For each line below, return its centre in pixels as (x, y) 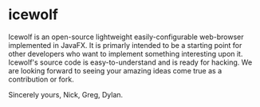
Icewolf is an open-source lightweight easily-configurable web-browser (126, 37)
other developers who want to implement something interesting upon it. (126, 53)
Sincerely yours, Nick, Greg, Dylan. (66, 94)
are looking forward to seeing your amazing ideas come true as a (115, 70)
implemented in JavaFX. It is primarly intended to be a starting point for (125, 45)
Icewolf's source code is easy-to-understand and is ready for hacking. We (130, 62)
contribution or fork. (41, 79)
